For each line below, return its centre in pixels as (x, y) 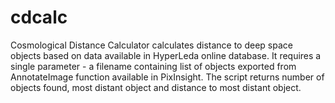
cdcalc (39, 17)
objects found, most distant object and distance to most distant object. (156, 87)
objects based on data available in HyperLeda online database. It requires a (166, 55)
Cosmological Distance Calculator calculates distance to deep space (151, 45)
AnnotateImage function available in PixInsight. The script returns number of (167, 77)
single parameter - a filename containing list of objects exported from (153, 66)
